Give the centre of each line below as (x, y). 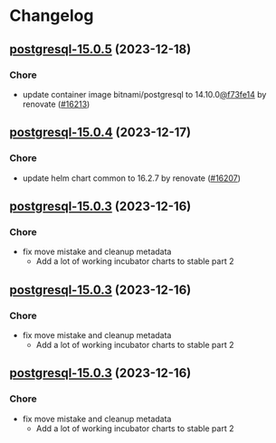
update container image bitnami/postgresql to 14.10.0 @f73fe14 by (144, 94)
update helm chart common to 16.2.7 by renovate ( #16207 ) (132, 178)
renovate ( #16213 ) (56, 104)
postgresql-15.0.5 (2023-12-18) (100, 49)
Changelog (52, 16)
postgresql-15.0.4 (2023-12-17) (100, 132)
